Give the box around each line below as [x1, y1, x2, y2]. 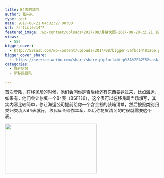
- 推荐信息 [9, 67, 29, 71]
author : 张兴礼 [5, 12, 34, 17]
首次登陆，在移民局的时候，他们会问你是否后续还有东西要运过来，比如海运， [5, 89, 159, 95]
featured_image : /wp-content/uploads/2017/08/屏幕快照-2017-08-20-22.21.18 [5, 30, 160, 35]
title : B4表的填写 [5, 7, 40, 12]
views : [5, 35, 19, 40]
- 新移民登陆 [9, 71, 33, 76]
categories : [5, 62, 29, 67]
